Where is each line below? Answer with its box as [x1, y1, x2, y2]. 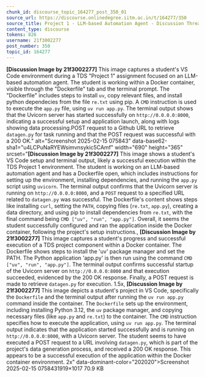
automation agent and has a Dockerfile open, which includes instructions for [6, 170, 198, 177]
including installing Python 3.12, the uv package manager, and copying [6, 306, 183, 313]
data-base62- [132, 137, 168, 144]
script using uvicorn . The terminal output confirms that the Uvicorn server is [6, 182, 198, 190]
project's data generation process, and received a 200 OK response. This [6, 345, 191, 353]
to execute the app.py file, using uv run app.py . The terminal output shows [6, 105, 193, 112]
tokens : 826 [6, 32, 37, 38]
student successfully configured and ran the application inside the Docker [6, 222, 192, 229]
